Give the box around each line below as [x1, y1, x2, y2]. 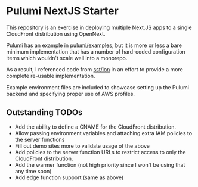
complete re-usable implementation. [6, 72, 95, 79]
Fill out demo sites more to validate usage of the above [14, 142, 150, 149]
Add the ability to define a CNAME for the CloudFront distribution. [14, 123, 176, 130]
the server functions [14, 136, 65, 143]
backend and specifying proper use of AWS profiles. [6, 90, 135, 97]
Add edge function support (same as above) [14, 174, 124, 181]
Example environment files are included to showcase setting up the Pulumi [6, 83, 190, 91]
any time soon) [14, 167, 52, 174]
